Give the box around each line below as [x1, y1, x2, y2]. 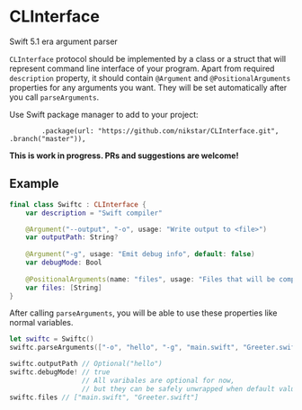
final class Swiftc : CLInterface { [9, 200, 147, 209]
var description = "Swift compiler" [25, 209, 164, 218]
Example [9, 176, 59, 192]
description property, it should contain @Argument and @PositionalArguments [9, 72, 291, 83]
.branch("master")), [9, 134, 87, 143]
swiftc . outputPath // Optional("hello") [9, 360, 164, 369]
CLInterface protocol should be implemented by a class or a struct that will [9, 53, 286, 64]
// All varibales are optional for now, [81, 376, 235, 385]
